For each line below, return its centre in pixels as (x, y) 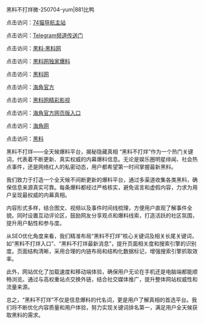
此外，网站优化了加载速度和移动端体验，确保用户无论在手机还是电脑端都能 (99, 272)
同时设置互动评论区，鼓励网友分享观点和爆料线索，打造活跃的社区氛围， (107, 215)
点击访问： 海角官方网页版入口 (43, 113)
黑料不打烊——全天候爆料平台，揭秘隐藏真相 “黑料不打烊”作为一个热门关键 (100, 152)
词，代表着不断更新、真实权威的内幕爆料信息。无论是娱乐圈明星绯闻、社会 (99, 159)
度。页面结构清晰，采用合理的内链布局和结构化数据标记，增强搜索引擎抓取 (99, 251)
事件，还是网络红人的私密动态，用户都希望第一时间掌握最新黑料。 (94, 167)
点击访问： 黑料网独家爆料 (38, 61)
